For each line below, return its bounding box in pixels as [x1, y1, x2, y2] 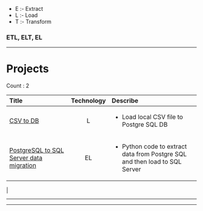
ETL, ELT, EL [6, 33, 43, 41]
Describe [111, 96, 139, 105]
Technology [71, 96, 106, 105]
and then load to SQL [121, 158, 182, 166]
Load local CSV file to [121, 113, 183, 121]
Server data [9, 154, 43, 162]
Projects [6, 62, 50, 76]
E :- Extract [14, 5, 43, 12]
